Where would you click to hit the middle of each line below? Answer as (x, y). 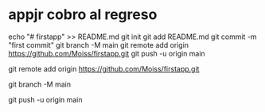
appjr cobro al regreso (83, 15)
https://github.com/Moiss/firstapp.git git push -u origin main (107, 53)
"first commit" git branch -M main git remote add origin (99, 44)
